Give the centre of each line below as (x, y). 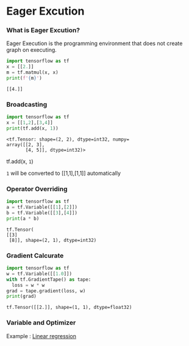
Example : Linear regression (41, 336)
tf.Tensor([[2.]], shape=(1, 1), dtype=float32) (69, 308)
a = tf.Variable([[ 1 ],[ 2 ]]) (42, 207)
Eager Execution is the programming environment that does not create (94, 43)
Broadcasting (27, 104)
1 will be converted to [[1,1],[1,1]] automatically (63, 173)
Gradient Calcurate (35, 255)
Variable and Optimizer (41, 323)
